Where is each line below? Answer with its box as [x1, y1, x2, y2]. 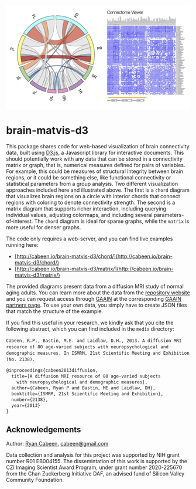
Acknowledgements [6, 425, 81, 434]
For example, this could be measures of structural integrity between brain [6, 168, 183, 175]
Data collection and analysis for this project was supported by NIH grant [6, 451, 180, 459]
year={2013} [11, 403, 41, 409]
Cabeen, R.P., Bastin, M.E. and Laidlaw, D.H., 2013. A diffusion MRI [6, 338, 182, 344]
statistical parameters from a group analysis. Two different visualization [6, 181, 178, 188]
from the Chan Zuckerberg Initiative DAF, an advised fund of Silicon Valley [6, 470, 185, 477]
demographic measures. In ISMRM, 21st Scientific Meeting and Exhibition [6, 351, 190, 356]
